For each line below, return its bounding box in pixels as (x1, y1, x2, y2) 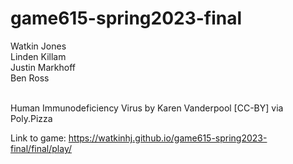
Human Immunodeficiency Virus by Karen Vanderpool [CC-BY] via (10, 102, 284, 114)
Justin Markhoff (10, 61, 77, 73)
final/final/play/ (10, 142, 73, 154)
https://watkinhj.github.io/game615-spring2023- (68, 132, 268, 144)
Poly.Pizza (10, 112, 53, 124)
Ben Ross (10, 72, 50, 84)
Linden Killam (10, 50, 67, 62)
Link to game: (10, 132, 67, 144)
